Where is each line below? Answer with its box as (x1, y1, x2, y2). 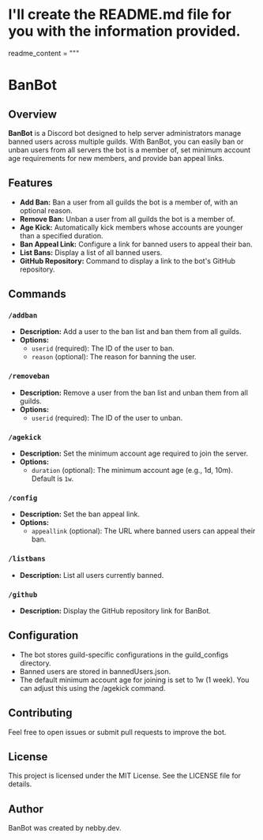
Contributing (8, 707, 73, 720)
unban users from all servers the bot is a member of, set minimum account (8, 144, 251, 155)
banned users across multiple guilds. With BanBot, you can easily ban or (8, 137, 244, 146)
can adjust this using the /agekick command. (19, 683, 166, 692)
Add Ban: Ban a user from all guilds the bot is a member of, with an (19, 197, 239, 207)
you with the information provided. (8, 22, 241, 40)
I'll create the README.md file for (8, 6, 231, 24)
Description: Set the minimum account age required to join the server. (19, 448, 249, 459)
